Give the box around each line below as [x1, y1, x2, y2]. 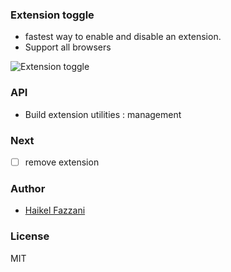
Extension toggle [10, 8, 95, 22]
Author [10, 181, 46, 195]
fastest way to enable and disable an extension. [24, 31, 222, 43]
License [10, 229, 50, 243]
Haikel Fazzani [24, 204, 86, 217]
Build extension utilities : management [24, 108, 182, 120]
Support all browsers [24, 41, 112, 53]
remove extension [24, 156, 100, 168]
